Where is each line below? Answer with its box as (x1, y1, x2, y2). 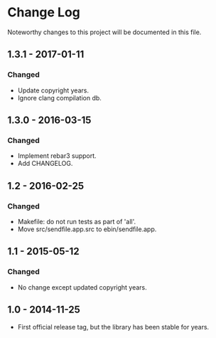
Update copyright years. (17, 86, 89, 95)
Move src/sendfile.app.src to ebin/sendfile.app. (17, 225, 157, 233)
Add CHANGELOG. (17, 159, 73, 168)
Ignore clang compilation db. (17, 93, 102, 102)
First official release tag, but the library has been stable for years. (17, 322, 210, 331)
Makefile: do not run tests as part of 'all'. (17, 218, 136, 226)
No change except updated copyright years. (17, 282, 147, 292)
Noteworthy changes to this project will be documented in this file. (7, 28, 202, 36)
